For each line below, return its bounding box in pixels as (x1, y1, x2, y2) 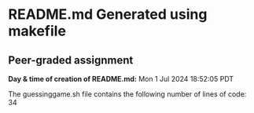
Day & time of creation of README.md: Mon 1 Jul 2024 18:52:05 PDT (8, 75, 234, 83)
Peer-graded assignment (8, 53, 134, 67)
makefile (8, 22, 67, 40)
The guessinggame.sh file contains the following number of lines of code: (8, 89, 247, 99)
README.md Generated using (8, 5, 208, 24)
